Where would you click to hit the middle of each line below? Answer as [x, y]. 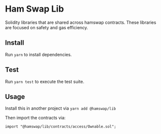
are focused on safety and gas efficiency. [47, 27]
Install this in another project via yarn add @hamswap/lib [61, 108]
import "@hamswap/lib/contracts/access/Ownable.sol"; [61, 127]
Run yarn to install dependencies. [38, 54]
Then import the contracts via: [35, 118]
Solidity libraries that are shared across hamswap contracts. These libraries [81, 22]
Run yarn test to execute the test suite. [45, 82]
